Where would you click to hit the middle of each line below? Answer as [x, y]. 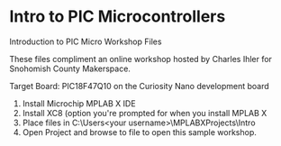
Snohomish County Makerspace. [70, 68]
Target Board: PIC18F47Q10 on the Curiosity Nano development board [140, 86]
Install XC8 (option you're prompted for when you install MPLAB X [145, 113]
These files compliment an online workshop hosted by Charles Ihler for [141, 59]
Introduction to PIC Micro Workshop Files [86, 41]
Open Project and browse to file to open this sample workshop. [139, 132]
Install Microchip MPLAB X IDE [79, 103]
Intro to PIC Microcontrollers [118, 17]
